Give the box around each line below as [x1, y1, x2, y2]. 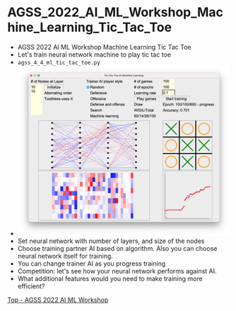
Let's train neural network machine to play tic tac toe [17, 50, 172, 59]
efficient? [17, 281, 45, 290]
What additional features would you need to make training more [17, 274, 203, 283]
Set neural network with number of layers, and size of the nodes [17, 237, 205, 245]
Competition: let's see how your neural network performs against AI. [17, 266, 217, 275]
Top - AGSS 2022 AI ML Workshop [7, 295, 109, 304]
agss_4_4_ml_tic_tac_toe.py [17, 59, 100, 66]
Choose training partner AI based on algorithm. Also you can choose [17, 244, 218, 252]
